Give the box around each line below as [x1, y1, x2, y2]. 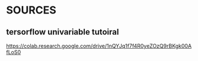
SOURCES [6, 4, 56, 17]
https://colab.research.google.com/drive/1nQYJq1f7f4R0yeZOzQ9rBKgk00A [6, 42, 192, 49]
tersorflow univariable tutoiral [6, 27, 119, 37]
